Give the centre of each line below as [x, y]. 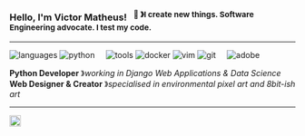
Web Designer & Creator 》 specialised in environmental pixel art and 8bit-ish [152, 83]
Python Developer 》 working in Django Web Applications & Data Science [145, 73]
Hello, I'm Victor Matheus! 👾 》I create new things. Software [132, 16]
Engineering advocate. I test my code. [81, 28]
